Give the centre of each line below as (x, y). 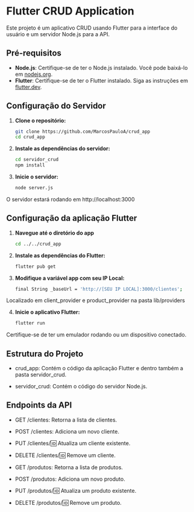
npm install (30, 165)
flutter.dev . (28, 87)
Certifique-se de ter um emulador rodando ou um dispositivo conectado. (96, 335)
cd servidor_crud (37, 160)
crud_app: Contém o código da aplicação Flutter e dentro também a (99, 368)
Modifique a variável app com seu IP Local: (70, 278)
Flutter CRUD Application (70, 11)
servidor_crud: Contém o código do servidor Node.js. (81, 387)
